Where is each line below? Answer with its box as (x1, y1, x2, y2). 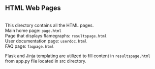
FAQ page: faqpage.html (5, 43, 54, 49)
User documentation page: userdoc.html (5, 38, 87, 44)
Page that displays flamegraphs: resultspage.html (5, 33, 107, 38)
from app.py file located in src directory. (5, 58, 87, 64)
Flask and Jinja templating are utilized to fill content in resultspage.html (5, 53, 151, 59)
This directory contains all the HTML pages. (5, 22, 94, 28)
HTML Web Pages (5, 4, 61, 12)
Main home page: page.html (5, 27, 62, 34)
